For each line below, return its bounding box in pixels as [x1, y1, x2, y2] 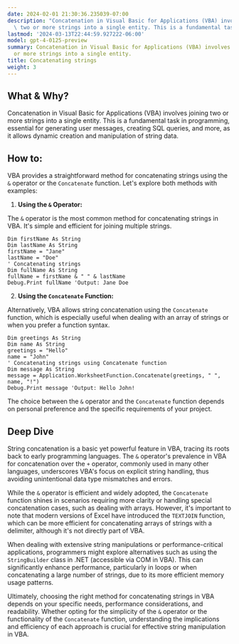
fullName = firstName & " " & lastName [7, 273, 126, 281]
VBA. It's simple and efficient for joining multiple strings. [7, 222, 172, 231]
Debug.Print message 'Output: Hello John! [7, 385, 135, 392]
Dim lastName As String [7, 242, 78, 249]
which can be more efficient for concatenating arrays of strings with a [7, 519, 212, 528]
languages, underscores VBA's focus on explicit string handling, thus [7, 467, 209, 476]
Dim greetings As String [7, 335, 81, 342]
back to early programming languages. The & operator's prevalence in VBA [7, 452, 227, 461]
